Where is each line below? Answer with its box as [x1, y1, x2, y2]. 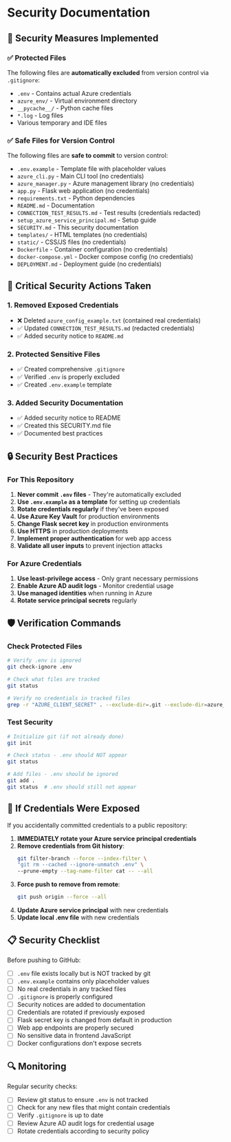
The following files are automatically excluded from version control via [7, 68, 209, 77]
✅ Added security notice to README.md [16, 332, 124, 340]
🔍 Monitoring [7, 1060, 67, 1072]
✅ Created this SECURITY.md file [16, 422, 111, 430]
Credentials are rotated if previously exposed [16, 1008, 145, 1017]
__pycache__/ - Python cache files [16, 103, 113, 112]
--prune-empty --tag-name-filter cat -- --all [16, 868, 153, 875]
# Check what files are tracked [7, 675, 100, 683]
